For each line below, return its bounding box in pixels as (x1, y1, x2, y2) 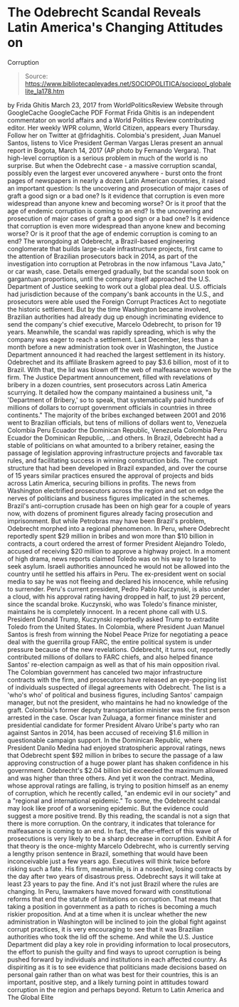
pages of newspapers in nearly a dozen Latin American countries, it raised (7, 176, 225, 185)
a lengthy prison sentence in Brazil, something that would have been (7, 849, 208, 858)
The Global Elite (7, 993, 54, 1001)
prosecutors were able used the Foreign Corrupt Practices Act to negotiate (7, 297, 226, 306)
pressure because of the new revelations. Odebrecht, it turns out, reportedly (7, 645, 231, 653)
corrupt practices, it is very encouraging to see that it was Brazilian (7, 924, 204, 933)
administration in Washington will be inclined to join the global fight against (7, 917, 226, 926)
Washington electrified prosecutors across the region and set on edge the (7, 486, 224, 495)
